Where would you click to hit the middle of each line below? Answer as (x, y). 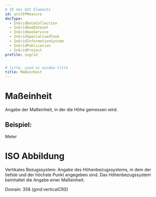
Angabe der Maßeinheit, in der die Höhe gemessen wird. (61, 110)
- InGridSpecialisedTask (34, 37)
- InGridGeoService (29, 32)
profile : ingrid (21, 55)
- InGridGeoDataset (29, 28)
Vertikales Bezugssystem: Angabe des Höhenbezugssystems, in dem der (78, 169)
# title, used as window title (37, 68)
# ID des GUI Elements (28, 9)
